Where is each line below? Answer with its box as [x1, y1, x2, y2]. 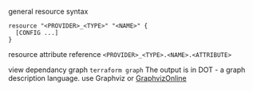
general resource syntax [8, 7, 89, 16]
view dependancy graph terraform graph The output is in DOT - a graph [8, 65, 246, 74]
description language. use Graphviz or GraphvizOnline [8, 74, 187, 82]
